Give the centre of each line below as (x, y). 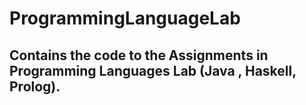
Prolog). (35, 86)
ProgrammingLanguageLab (125, 18)
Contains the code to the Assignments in (139, 55)
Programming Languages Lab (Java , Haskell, (153, 70)
